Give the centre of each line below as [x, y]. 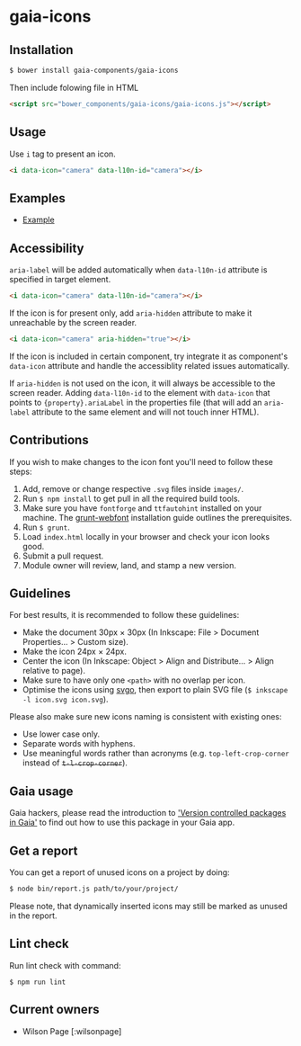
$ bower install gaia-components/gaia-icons [94, 70]
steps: [21, 471]
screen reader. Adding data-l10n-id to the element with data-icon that [140, 392]
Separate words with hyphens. [79, 744]
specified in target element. [60, 280]
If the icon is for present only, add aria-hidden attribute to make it [131, 313]
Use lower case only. [61, 734]
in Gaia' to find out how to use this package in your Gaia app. [122, 822]
